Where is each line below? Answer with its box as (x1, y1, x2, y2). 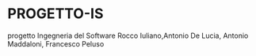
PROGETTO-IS (7, 5, 104, 23)
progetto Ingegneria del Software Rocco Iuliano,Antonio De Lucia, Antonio (7, 31, 249, 40)
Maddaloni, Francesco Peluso (7, 39, 105, 48)
